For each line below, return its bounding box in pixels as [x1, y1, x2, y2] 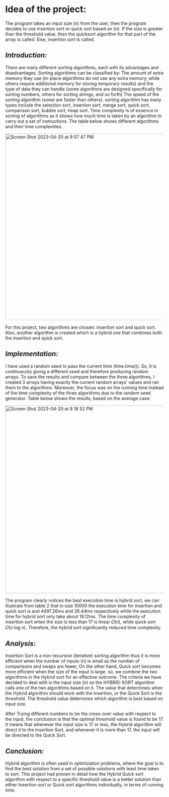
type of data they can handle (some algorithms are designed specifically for [5, 86, 162, 92]
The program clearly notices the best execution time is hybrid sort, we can [5, 597, 159, 603]
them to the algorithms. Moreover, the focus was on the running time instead [5, 384, 164, 390]
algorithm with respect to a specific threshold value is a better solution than [5, 776, 162, 782]
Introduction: [5, 51, 47, 60]
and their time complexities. [5, 123, 63, 129]
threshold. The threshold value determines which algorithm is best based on [5, 695, 163, 702]
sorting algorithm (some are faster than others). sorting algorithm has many [5, 96, 162, 103]
